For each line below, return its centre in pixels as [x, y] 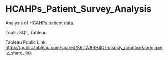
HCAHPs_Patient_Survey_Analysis [78, 9]
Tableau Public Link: [26, 42]
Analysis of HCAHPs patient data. [40, 23]
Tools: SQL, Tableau [26, 32]
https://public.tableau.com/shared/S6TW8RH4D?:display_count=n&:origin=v [84, 47]
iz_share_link [18, 53]
